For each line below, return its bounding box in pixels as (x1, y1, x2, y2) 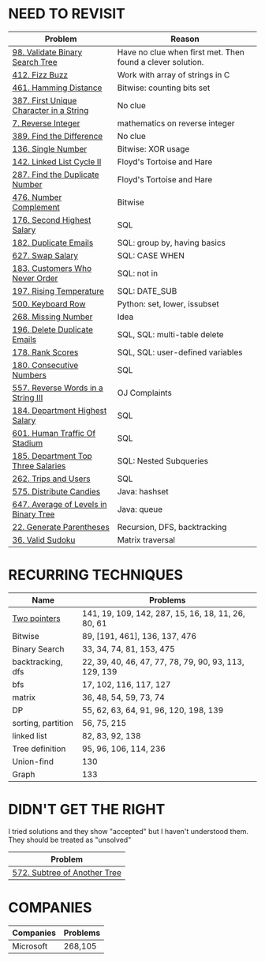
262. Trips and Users (12, 473, 91, 484)
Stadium (12, 438, 43, 449)
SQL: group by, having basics (117, 237, 226, 248)
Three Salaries (12, 460, 66, 471)
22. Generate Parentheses (12, 521, 110, 532)
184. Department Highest (12, 404, 107, 415)
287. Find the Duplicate (12, 169, 100, 180)
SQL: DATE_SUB (117, 285, 177, 296)
